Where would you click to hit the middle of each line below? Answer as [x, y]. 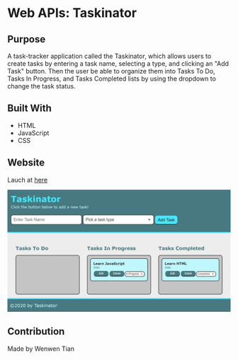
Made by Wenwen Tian [41, 349]
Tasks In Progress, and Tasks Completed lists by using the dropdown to [112, 79]
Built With [29, 109]
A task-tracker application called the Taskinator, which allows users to [109, 56]
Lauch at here [28, 180]
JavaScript [33, 133]
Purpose [27, 39]
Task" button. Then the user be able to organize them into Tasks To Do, [111, 71]
